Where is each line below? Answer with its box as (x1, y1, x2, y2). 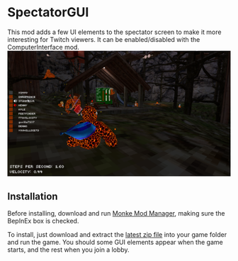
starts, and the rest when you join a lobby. (7, 245, 130, 254)
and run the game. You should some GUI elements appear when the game (7, 238, 223, 247)
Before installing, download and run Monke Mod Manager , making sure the (7, 209, 225, 218)
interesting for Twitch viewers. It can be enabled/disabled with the (7, 35, 200, 43)
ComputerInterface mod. (7, 43, 80, 51)
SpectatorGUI (7, 4, 89, 21)
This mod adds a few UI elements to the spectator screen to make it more (7, 28, 222, 36)
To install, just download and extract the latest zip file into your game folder (7, 231, 227, 239)
